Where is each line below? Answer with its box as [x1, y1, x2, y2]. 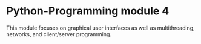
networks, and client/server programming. [6, 30, 112, 37]
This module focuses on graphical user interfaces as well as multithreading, [6, 24, 195, 31]
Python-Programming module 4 [6, 4, 170, 18]
